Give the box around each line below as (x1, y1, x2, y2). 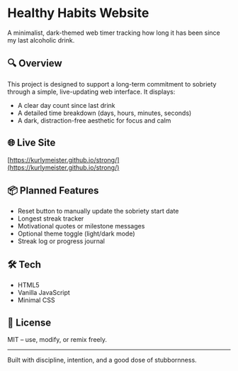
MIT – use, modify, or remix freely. (7, 336, 108, 343)
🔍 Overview (7, 57, 62, 70)
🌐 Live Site (7, 137, 56, 149)
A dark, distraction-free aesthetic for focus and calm (17, 116, 171, 125)
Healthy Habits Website (7, 5, 149, 21)
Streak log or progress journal (17, 237, 105, 245)
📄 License (7, 316, 52, 328)
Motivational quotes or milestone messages (17, 222, 145, 231)
